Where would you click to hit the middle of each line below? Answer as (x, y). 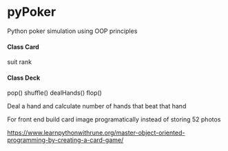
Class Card (23, 47)
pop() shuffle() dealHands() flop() (54, 93)
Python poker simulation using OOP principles (72, 31)
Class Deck (24, 78)
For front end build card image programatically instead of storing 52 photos (114, 119)
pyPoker (32, 12)
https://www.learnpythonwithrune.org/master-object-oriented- (96, 133)
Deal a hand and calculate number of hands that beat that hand (97, 106)
